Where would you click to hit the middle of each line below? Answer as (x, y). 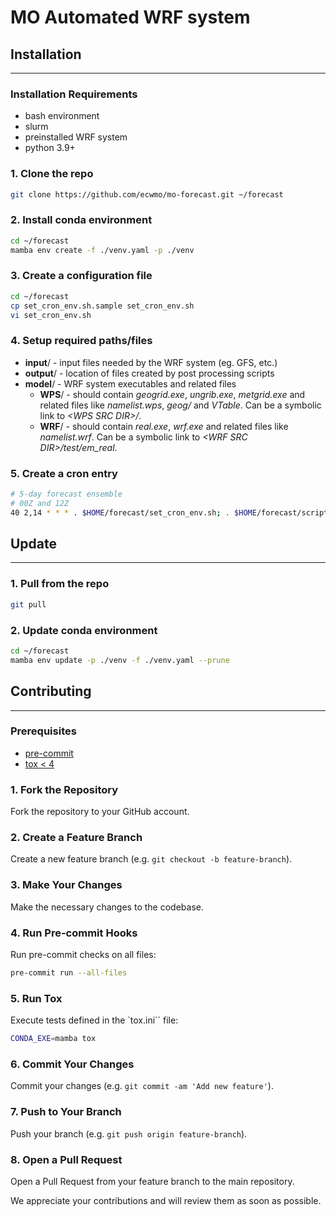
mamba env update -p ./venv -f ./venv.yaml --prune (120, 660)
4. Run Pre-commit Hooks (74, 933)
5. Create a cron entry (64, 473)
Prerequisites (43, 731)
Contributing (51, 691)
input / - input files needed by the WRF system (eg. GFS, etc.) (151, 362)
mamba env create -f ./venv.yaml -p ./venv (102, 250)
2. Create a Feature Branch (76, 838)
